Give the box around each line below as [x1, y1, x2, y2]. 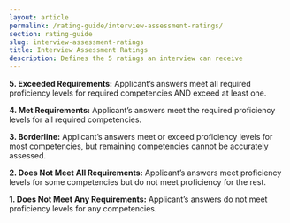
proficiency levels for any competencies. [9, 204, 157, 213]
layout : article [9, 12, 69, 22]
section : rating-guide [9, 29, 93, 38]
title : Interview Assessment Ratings [9, 46, 149, 55]
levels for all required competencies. [9, 114, 142, 125]
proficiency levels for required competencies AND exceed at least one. [9, 88, 267, 98]
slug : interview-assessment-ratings [9, 37, 144, 47]
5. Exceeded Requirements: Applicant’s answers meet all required [9, 79, 251, 88]
